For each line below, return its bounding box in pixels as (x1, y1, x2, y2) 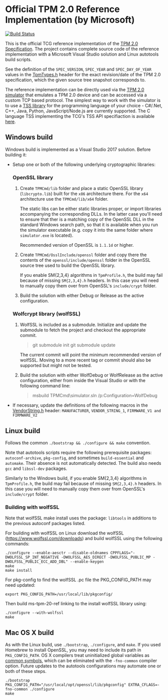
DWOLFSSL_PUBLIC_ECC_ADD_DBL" (5, 559, 68, 565)
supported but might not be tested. (19, 363, 92, 369)
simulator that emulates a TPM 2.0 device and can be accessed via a (5, 92, 147, 98)
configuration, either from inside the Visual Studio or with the (19, 378, 146, 384)
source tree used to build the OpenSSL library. (19, 262, 115, 269)
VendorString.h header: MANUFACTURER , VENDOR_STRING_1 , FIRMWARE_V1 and (12, 408, 161, 414)
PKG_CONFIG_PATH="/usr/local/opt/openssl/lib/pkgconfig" (5, 682, 126, 687)
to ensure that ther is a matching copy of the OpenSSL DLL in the (19, 217, 154, 223)
